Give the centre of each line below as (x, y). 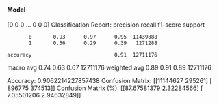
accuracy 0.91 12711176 (82, 55)
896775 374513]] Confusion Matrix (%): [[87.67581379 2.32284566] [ (105, 88)
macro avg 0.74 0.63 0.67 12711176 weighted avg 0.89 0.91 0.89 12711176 (109, 67)
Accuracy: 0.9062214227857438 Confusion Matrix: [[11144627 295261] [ (109, 81)
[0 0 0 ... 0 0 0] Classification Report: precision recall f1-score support (106, 25)
